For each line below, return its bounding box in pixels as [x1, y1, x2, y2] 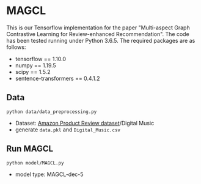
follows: [6, 43, 26, 51]
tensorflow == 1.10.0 [15, 55, 66, 62]
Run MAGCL [6, 144, 54, 154]
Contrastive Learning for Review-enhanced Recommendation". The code [6, 30, 189, 37]
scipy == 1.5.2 [15, 68, 51, 75]
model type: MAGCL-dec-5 [15, 171, 84, 178]
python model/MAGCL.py [6, 160, 64, 166]
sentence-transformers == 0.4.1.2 [15, 75, 100, 82]
